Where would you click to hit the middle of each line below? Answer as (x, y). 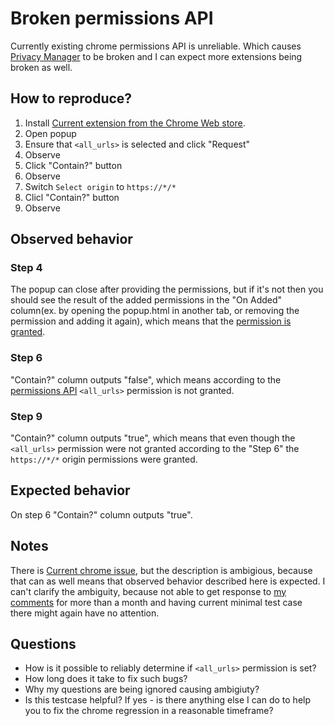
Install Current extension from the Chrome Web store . (135, 123)
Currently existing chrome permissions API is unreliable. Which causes (156, 46)
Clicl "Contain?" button (72, 197)
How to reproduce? (71, 98)
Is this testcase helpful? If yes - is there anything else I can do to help (168, 700)
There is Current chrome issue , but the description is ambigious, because (161, 570)
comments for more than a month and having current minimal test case (156, 602)
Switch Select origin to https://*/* (100, 186)
